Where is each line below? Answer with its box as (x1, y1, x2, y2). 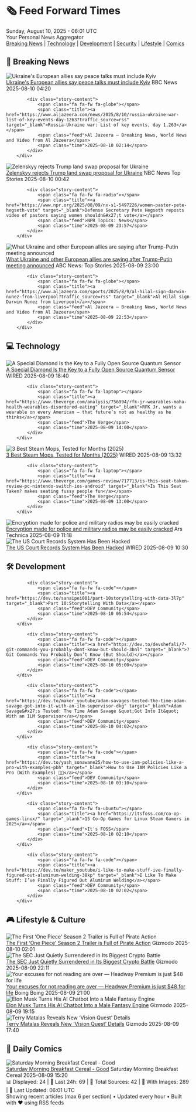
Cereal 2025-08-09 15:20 (6, 1072, 68, 1079)
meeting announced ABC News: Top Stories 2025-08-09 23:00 (6, 261, 159, 269)
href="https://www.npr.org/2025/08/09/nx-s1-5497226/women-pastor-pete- (6, 202, 187, 208)
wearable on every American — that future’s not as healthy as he (6, 409, 171, 415)
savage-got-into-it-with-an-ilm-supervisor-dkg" (6, 703, 127, 709)
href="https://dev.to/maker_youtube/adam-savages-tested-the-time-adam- (6, 698, 187, 704)
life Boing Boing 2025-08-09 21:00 (6, 989, 91, 997)
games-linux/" (6, 816, 41, 822)
